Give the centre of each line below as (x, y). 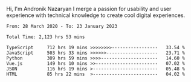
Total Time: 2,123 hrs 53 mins (46, 37)
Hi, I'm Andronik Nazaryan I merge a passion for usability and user (89, 9)
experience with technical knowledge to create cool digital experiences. (96, 15)
